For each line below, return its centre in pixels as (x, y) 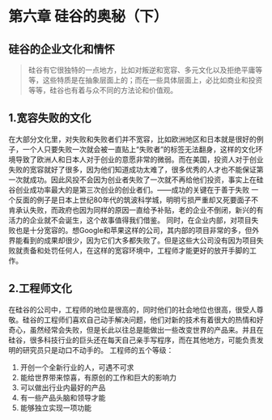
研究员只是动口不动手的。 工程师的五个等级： (98, 350)
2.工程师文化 (40, 288)
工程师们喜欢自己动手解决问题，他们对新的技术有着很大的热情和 (150, 320)
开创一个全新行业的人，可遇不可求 (77, 367)
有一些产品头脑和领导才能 (63, 397)
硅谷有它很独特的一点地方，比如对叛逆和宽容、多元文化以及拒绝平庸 (142, 70)
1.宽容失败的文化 (50, 118)
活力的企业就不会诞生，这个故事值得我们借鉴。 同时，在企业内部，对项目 (130, 220)
